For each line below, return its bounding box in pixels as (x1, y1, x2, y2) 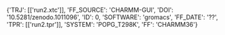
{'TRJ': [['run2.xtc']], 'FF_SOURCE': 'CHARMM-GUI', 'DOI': (6, 6, 174, 14)
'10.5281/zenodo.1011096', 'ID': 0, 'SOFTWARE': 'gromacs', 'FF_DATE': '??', (6, 13, 218, 21)
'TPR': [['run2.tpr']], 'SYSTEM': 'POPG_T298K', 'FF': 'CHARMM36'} (6, 21, 199, 28)
